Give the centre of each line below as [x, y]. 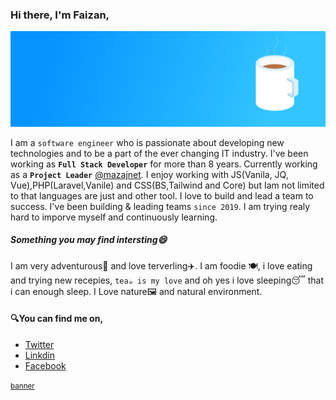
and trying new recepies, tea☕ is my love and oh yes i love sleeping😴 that [167, 280]
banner [22, 386]
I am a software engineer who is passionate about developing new [147, 142]
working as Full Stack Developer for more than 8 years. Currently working [164, 164]
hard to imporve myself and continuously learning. [114, 217]
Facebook [45, 366]
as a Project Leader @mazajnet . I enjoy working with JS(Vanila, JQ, [149, 174]
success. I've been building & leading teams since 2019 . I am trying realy [160, 206]
